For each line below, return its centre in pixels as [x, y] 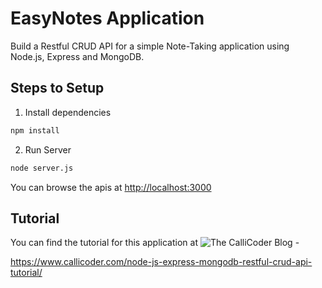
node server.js [42, 168]
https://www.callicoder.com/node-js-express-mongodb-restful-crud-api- [161, 262]
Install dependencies [68, 112]
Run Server [48, 149]
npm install [35, 130]
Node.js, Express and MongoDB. [77, 56]
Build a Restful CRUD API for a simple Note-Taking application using [150, 46]
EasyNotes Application [107, 18]
